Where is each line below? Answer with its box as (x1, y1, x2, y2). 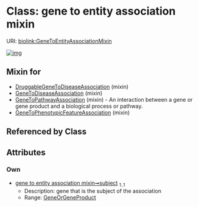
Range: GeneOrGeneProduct (24, 194, 96, 201)
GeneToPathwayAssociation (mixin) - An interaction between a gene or (15, 96, 193, 103)
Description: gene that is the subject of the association (24, 187, 161, 194)
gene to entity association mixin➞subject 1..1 (15, 179, 125, 188)
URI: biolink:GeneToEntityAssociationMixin (6, 37, 113, 44)
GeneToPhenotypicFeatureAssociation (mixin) (15, 108, 130, 116)
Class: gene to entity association (6, 4, 176, 18)
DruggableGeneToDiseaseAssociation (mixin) (15, 83, 129, 90)
